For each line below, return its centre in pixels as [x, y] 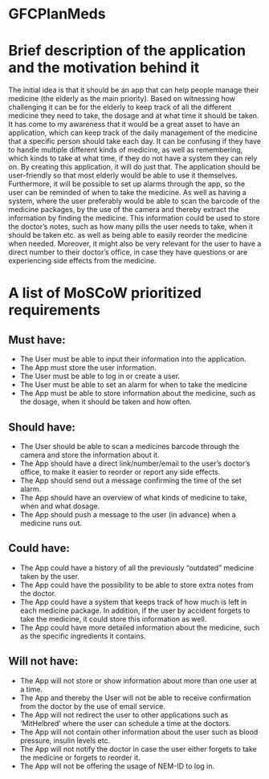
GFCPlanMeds [57, 14]
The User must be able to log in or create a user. [100, 376]
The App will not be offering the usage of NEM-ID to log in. [117, 766]
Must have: [37, 339]
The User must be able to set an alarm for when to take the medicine [133, 385]
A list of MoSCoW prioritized [105, 293]
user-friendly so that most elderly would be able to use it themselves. [123, 175]
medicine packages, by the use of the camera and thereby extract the [124, 210]
